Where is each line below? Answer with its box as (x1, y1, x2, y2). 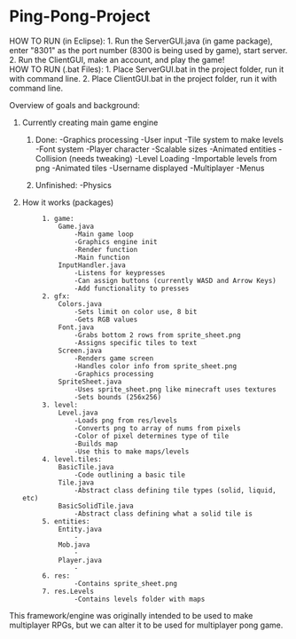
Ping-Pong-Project (9, 6, 151, 27)
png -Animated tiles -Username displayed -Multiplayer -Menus (35, 162, 265, 173)
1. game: (42, 214, 74, 223)
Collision (35, 153, 67, 163)
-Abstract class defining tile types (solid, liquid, (74, 485, 277, 494)
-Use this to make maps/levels (74, 446, 190, 456)
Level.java (58, 408, 98, 417)
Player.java (58, 556, 102, 564)
